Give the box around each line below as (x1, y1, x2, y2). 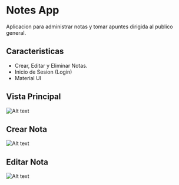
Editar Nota (6, 157, 49, 167)
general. (6, 29, 26, 36)
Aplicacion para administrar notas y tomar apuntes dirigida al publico (6, 23, 173, 30)
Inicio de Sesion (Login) (14, 68, 72, 75)
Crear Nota (6, 124, 47, 134)
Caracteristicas (6, 47, 64, 57)
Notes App (6, 4, 59, 17)
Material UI (14, 74, 42, 81)
